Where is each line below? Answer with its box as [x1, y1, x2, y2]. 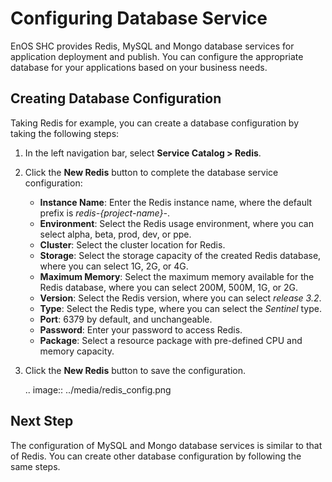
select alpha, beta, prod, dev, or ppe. [39, 228, 192, 240]
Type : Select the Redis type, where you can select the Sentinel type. [39, 302, 322, 314]
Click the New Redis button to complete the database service [24, 166, 279, 178]
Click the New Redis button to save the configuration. [24, 364, 247, 376]
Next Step [10, 413, 74, 430]
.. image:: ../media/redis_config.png [24, 383, 172, 396]
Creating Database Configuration [10, 90, 222, 107]
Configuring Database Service [10, 7, 268, 30]
